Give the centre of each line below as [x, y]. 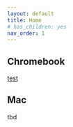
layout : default [31, 14]
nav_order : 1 [26, 33]
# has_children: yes [37, 27]
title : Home [24, 20]
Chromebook [36, 61]
